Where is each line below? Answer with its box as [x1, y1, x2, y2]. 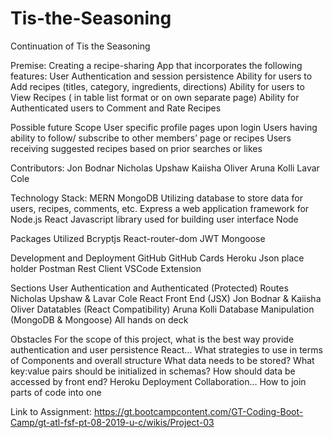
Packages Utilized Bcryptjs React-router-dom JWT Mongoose [10, 232, 266, 244]
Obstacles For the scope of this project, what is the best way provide [10, 333, 295, 345]
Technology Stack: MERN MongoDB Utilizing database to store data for [10, 192, 303, 204]
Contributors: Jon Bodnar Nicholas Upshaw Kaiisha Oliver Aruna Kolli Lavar [10, 162, 320, 174]
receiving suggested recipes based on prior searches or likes [10, 142, 263, 154]
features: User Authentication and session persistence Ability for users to [10, 70, 313, 82]
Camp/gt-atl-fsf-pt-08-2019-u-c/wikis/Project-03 [10, 416, 215, 428]
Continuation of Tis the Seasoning [10, 40, 151, 52]
